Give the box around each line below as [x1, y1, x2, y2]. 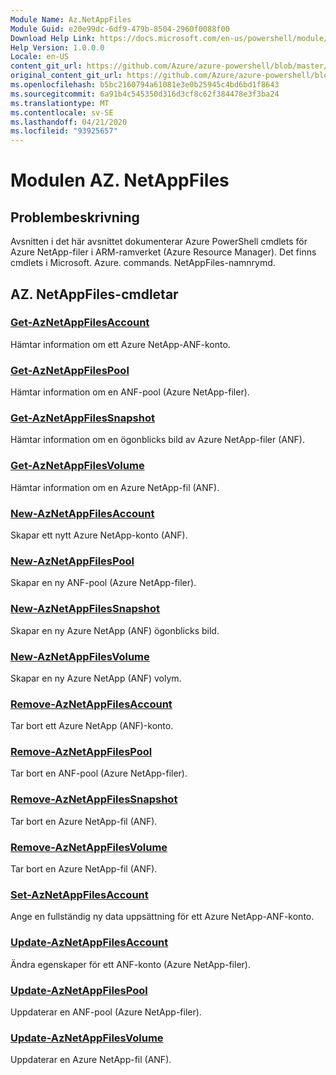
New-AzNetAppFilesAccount [10, 506, 155, 520]
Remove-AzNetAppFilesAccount [10, 697, 173, 711]
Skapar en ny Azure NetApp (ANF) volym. [10, 672, 182, 684]
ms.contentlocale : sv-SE [10, 107, 114, 118]
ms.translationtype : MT [10, 98, 110, 108]
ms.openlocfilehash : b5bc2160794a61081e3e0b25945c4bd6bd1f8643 [10, 80, 280, 90]
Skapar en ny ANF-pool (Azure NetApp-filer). [10, 577, 197, 589]
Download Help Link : [10, 33, 97, 43]
